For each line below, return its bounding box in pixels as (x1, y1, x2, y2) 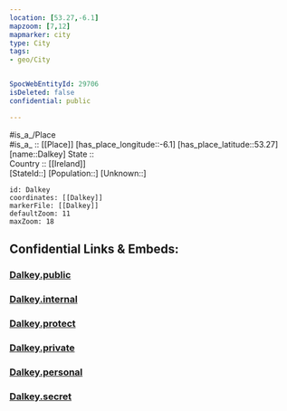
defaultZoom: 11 (9, 209, 71, 218)
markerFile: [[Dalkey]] (9, 201, 100, 210)
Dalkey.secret (9, 390, 72, 403)
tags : (9, 47, 30, 56)
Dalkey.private (9, 341, 75, 354)
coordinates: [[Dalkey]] (9, 193, 103, 202)
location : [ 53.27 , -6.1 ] (9, 13, 100, 23)
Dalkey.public (9, 268, 72, 281)
